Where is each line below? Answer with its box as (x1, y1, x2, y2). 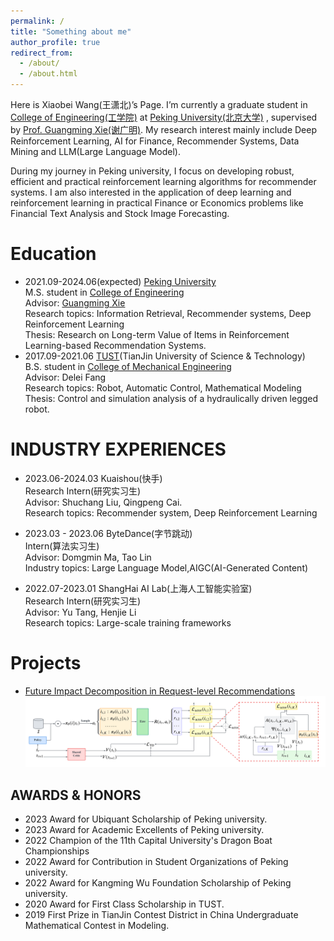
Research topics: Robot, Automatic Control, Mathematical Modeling (24, 381, 302, 394)
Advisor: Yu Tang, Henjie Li (24, 606, 137, 618)
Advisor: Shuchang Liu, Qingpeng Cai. (24, 496, 183, 508)
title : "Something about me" (10, 26, 132, 37)
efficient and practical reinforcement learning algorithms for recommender (10, 176, 317, 187)
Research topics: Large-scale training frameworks (24, 616, 232, 629)
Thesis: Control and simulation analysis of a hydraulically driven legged (24, 392, 319, 404)
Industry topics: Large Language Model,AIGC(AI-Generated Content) (24, 561, 309, 574)
